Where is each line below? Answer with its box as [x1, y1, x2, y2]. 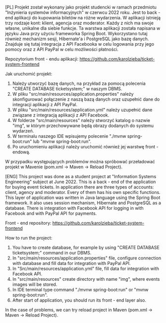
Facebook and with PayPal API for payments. [5, 210, 97, 216]
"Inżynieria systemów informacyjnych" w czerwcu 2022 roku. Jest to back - [5, 9, 161, 15]
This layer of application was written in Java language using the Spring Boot [5, 194, 161, 200]
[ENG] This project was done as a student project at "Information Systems [5, 174, 157, 179]
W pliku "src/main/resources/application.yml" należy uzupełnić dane [12, 107, 153, 113]
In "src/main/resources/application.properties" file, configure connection [12, 255, 162, 261]
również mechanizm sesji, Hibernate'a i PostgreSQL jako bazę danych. [5, 36, 149, 42]
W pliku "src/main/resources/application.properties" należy [12, 91, 134, 97]
